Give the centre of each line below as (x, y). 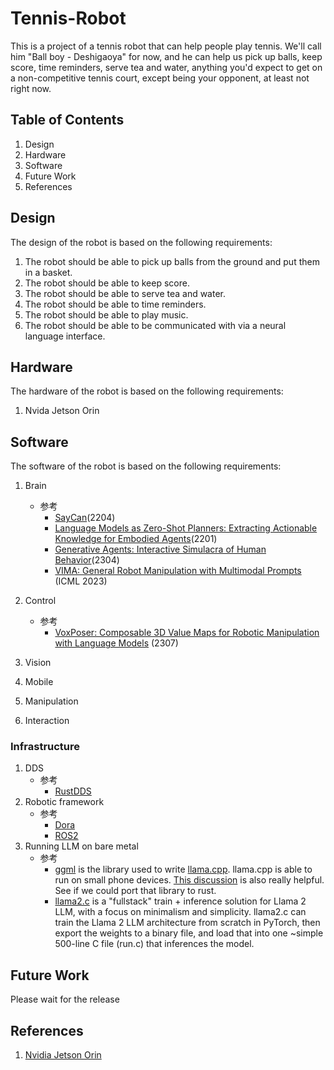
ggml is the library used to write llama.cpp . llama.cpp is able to (183, 869)
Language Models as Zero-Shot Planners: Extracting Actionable (186, 528)
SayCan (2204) (85, 518)
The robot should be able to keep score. (107, 283)
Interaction (47, 721)
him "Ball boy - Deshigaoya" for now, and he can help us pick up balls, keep (166, 56)
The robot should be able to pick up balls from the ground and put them (172, 261)
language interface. (65, 336)
